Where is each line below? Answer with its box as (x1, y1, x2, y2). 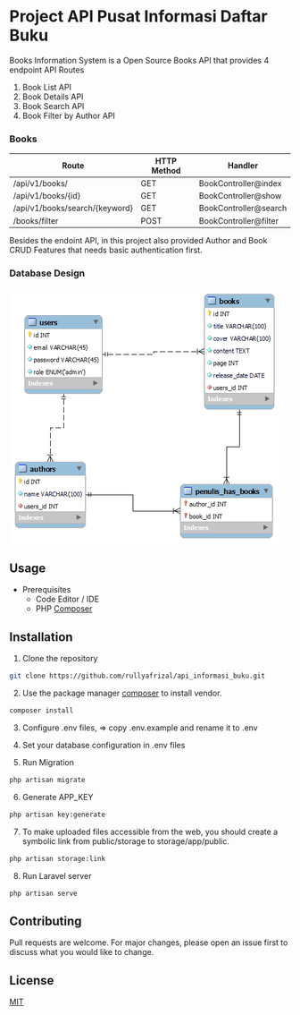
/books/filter (12, 215, 59, 226)
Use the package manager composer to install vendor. (21, 687, 222, 699)
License (9, 973, 54, 988)
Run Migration (21, 756, 74, 767)
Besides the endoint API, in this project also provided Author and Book (9, 235, 268, 246)
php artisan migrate (9, 775, 87, 784)
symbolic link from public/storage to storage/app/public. (21, 835, 229, 847)
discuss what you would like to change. (9, 947, 154, 958)
